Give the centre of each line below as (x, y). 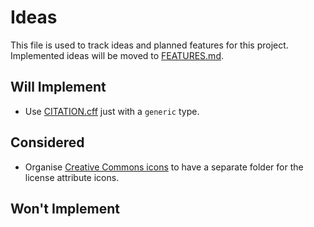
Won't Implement (65, 208)
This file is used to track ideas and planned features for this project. (149, 45)
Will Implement (58, 87)
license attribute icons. (72, 177)
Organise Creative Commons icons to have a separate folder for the (164, 167)
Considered (47, 142)
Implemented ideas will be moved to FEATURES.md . (117, 55)
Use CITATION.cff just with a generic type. (112, 111)
